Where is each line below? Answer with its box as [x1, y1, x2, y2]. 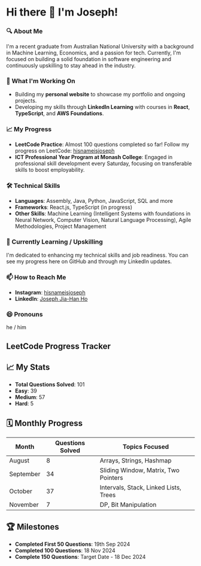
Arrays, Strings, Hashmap [99, 457, 172, 465]
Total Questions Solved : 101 [14, 381, 85, 388]
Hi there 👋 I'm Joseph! [6, 5, 118, 19]
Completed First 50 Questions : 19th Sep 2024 [14, 541, 130, 548]
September [9, 470, 41, 478]
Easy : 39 [14, 387, 38, 394]
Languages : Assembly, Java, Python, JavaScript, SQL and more [14, 197, 173, 205]
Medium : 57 [14, 394, 45, 401]
